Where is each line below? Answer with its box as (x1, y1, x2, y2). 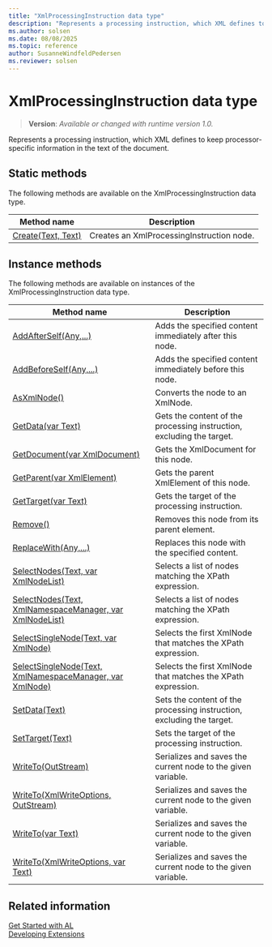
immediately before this (155, 364, 244, 375)
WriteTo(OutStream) (12, 761, 89, 773)
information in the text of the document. (36, 143, 170, 152)
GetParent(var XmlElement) (12, 472, 117, 483)
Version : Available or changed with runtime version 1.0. (28, 118, 214, 128)
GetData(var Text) (12, 421, 81, 432)
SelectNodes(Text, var (12, 565, 98, 576)
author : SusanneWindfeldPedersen (8, 49, 121, 58)
